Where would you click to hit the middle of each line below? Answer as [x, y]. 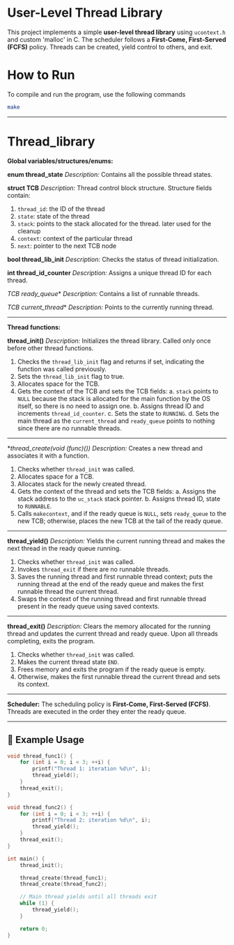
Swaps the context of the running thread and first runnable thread [112, 599]
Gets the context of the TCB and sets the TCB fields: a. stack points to [118, 391]
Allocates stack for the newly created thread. [82, 484]
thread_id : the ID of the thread [61, 209]
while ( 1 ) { [37, 903]
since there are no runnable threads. [69, 428]
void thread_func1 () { [40, 756]
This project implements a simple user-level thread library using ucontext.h [117, 32]
